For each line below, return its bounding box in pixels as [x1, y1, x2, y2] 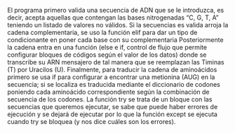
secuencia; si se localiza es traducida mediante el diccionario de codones [7, 80, 221, 88]
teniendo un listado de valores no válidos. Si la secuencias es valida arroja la [7, 21, 229, 29]
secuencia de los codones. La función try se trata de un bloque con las [7, 95, 213, 104]
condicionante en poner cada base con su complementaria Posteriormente [7, 36, 224, 44]
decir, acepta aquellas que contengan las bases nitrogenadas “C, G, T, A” [7, 13, 219, 22]
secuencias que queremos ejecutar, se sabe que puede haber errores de [7, 103, 218, 111]
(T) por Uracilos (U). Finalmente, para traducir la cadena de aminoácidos [7, 66, 217, 73]
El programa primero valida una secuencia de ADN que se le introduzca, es [7, 6, 224, 14]
